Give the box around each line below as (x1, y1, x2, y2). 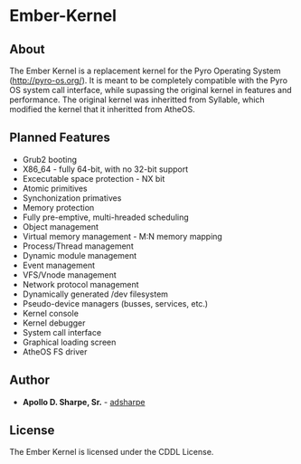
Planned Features (9, 130, 111, 146)
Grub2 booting (22, 154, 78, 165)
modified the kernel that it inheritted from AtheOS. (9, 104, 196, 114)
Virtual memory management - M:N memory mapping (22, 231, 223, 241)
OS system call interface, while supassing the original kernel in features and (9, 85, 292, 95)
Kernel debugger (22, 317, 86, 328)
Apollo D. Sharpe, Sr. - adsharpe (22, 396, 146, 407)
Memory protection (22, 202, 95, 213)
